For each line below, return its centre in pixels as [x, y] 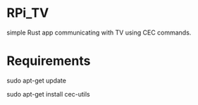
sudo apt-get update [36, 80]
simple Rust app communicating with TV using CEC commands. [99, 32]
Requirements [49, 61]
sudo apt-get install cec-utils [48, 94]
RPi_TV [28, 13]
